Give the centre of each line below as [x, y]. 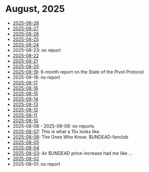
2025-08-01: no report [36, 164]
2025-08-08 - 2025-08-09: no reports [53, 126]
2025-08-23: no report [37, 50]
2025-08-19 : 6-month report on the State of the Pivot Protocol [78, 71]
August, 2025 [35, 9]
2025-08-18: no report [36, 77]
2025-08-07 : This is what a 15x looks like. [57, 131]
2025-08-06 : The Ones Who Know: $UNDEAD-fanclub [70, 137]
